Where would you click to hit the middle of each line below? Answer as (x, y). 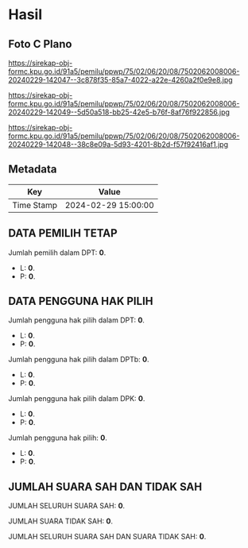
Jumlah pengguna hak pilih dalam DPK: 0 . (77, 399)
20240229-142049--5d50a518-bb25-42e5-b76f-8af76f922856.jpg (119, 112)
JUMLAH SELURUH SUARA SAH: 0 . (67, 506)
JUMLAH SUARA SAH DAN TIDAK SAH (105, 486)
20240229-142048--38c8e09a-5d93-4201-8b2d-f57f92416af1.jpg (118, 144)
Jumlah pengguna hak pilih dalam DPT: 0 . (77, 320)
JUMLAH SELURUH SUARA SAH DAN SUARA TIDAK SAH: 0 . (107, 537)
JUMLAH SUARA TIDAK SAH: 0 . (61, 521)
